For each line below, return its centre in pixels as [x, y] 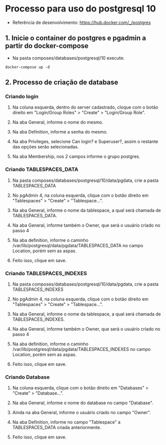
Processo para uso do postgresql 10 [81, 9]
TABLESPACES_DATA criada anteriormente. [57, 428]
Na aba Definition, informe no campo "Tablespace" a [66, 422]
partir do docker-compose [47, 46]
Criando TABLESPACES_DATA [42, 169]
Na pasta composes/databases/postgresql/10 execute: [68, 58]
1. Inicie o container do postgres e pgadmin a [76, 38]
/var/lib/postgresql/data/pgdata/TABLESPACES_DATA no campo [78, 245]
